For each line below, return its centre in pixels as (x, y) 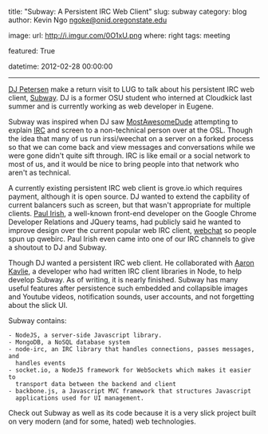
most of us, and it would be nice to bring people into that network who (124, 164)
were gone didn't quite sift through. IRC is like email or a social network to (130, 156)
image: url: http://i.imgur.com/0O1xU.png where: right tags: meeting (119, 36)
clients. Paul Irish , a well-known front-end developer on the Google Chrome (132, 213)
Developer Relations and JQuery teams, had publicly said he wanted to (125, 222)
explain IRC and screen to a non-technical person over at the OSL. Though (131, 130)
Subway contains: (37, 321)
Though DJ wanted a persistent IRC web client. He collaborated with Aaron (132, 263)
